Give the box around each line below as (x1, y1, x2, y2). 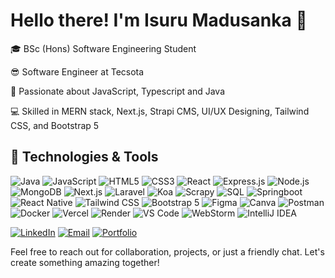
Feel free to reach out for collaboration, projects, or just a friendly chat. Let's (10, 245, 325, 258)
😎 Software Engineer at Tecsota (10, 65, 145, 78)
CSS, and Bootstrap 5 (10, 119, 100, 131)
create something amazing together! (10, 256, 160, 268)
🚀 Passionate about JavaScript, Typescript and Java (10, 85, 225, 97)
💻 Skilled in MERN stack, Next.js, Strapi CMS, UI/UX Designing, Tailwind (10, 105, 310, 117)
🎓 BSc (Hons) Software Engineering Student (10, 42, 197, 54)
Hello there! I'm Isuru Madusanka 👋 (10, 9, 308, 32)
